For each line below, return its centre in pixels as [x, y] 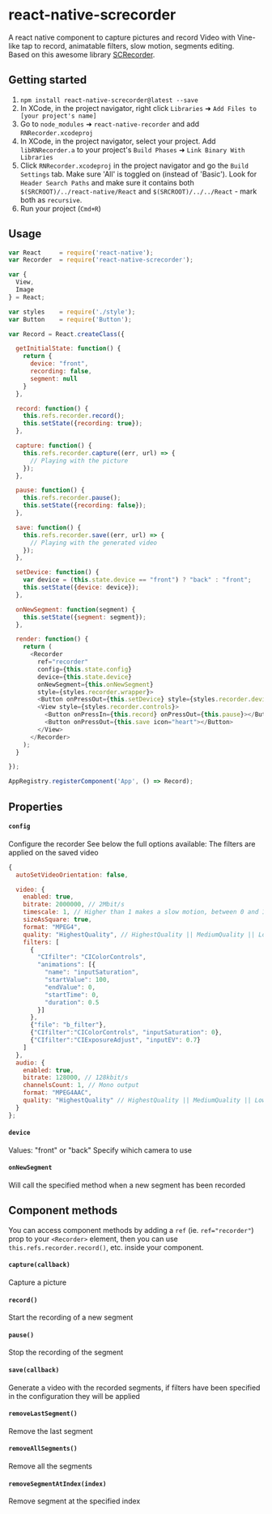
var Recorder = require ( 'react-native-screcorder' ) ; [101, 260]
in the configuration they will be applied [74, 1396]
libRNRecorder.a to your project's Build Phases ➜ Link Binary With [132, 149]
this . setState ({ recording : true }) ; [83, 424]
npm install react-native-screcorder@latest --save [109, 100]
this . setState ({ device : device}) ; [81, 588]
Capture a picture [38, 1282]
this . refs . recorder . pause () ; [72, 498]
